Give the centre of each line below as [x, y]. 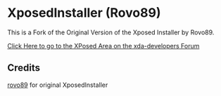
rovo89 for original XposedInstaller [58, 85]
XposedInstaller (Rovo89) [84, 13]
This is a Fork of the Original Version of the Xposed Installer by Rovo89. [111, 32]
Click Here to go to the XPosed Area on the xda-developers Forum [103, 46]
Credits [24, 68]
